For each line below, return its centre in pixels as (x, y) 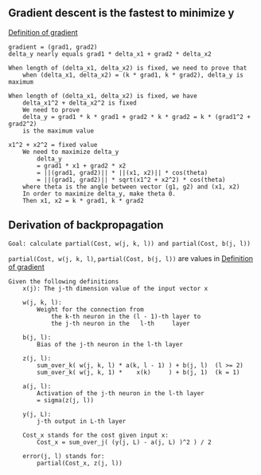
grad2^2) (23, 124)
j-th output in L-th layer (82, 421)
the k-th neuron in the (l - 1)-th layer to (126, 316)
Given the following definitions (64, 281)
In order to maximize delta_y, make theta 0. (99, 194)
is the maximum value (58, 131)
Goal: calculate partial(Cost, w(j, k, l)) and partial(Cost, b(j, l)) (129, 243)
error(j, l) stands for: (64, 456)
